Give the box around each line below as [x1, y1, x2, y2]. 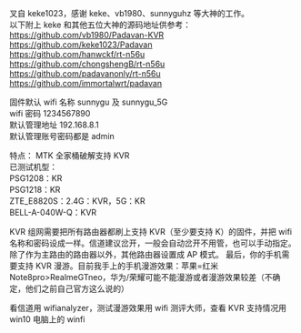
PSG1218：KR [9, 185, 61, 195]
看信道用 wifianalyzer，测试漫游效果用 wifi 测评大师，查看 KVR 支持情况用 [9, 303, 286, 313]
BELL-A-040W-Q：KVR [9, 207, 97, 217]
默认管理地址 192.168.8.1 [9, 119, 99, 130]
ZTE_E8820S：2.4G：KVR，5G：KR [9, 196, 145, 207]
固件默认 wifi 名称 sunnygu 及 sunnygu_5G [9, 96, 168, 107]
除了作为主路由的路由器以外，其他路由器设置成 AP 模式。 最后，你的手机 [9, 249, 282, 259]
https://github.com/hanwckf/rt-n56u [9, 49, 145, 59]
